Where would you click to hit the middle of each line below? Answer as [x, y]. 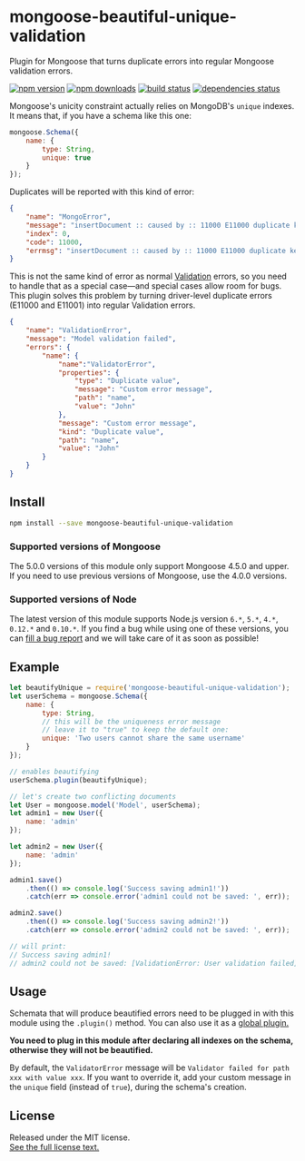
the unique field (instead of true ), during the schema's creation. [128, 1087]
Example [34, 667]
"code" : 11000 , [54, 242]
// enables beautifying [54, 772]
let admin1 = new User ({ [56, 813]
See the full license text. [54, 1147]
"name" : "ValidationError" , [79, 330]
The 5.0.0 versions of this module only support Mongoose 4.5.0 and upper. [149, 566]
